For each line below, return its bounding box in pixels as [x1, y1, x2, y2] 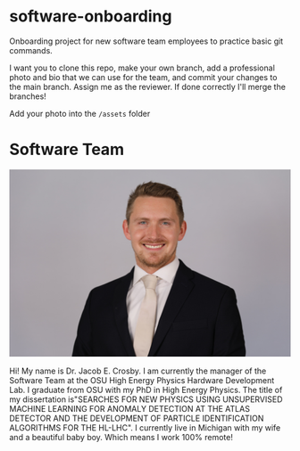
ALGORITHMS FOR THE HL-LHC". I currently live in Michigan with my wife [9, 422, 281, 433]
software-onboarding [9, 6, 172, 27]
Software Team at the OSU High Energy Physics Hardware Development [9, 374, 275, 385]
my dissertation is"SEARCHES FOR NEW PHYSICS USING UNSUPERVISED [9, 394, 283, 405]
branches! [9, 91, 46, 102]
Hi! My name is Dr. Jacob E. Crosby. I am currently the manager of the [9, 365, 267, 376]
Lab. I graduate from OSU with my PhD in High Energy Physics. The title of [9, 384, 283, 395]
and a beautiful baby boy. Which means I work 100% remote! [9, 431, 234, 442]
